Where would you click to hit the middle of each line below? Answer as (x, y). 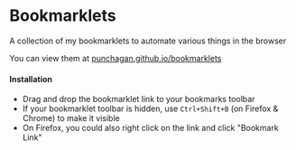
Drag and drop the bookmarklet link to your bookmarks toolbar (139, 99)
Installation (31, 79)
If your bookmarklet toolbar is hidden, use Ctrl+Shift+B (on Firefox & (150, 108)
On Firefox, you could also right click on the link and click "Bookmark (151, 128)
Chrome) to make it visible (71, 118)
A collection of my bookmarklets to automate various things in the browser (148, 41)
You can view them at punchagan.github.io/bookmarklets (116, 58)
